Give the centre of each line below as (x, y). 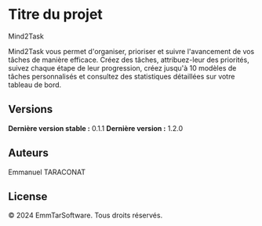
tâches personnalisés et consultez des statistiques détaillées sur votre (122, 76)
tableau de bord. (35, 85)
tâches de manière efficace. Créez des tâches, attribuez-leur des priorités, (129, 60)
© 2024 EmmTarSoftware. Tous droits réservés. (86, 215)
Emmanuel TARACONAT (47, 172)
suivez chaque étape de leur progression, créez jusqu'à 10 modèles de (122, 67)
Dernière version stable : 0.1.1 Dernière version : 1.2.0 (96, 128)
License (28, 197)
